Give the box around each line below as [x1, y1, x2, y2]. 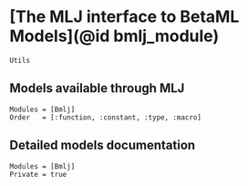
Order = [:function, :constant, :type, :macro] [9, 112, 202, 122]
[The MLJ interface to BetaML [9, 6, 240, 27]
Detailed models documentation [9, 138, 196, 153]
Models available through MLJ [9, 80, 185, 97]
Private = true [9, 170, 67, 179]
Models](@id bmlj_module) [9, 26, 220, 46]
